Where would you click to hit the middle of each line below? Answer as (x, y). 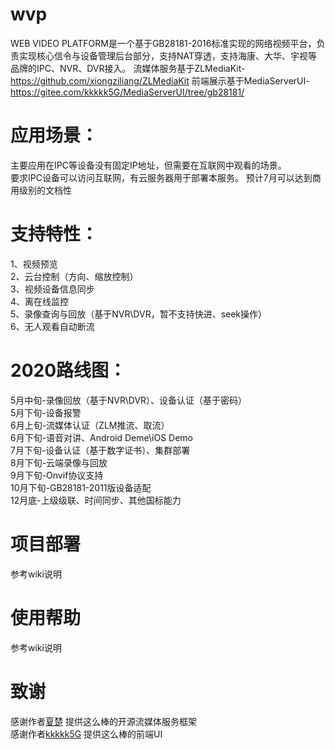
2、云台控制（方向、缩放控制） (74, 276)
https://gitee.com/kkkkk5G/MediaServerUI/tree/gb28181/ (127, 92)
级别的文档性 (45, 190)
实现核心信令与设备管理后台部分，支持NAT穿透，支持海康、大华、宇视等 (168, 55)
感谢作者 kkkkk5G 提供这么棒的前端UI (86, 734)
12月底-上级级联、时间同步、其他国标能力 (96, 500)
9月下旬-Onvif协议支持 (57, 475)
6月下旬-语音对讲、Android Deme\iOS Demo (101, 437)
